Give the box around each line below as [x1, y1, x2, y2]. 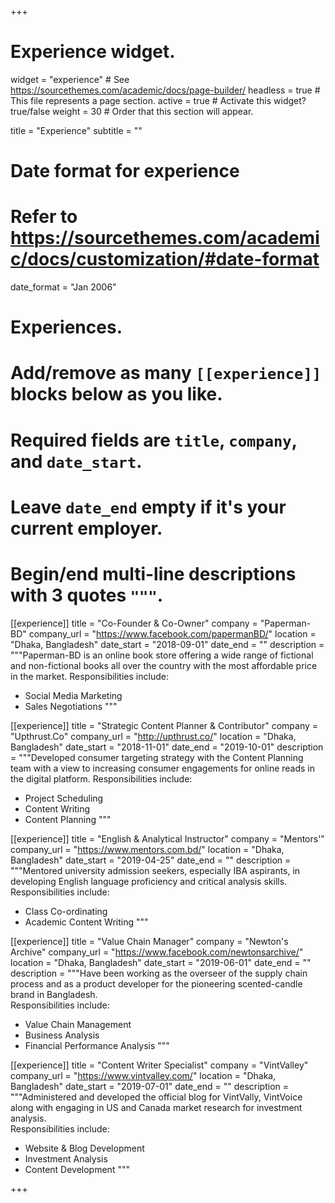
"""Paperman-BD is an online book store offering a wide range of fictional [10, 649, 314, 661]
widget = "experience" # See [10, 73, 130, 85]
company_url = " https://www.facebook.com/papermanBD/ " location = [28, 627, 317, 640]
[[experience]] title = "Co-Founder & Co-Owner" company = [10, 617, 258, 629]
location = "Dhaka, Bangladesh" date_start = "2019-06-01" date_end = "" [10, 956, 312, 968]
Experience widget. [10, 41, 176, 63]
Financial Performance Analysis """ [24, 1039, 170, 1051]
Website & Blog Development [24, 1142, 145, 1154]
